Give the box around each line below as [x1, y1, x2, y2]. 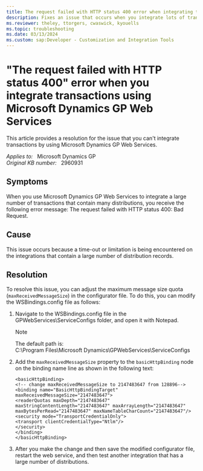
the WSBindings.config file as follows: [6, 298, 101, 306]
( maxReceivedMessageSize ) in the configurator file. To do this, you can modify [6, 292, 196, 300]
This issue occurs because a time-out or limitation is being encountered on [6, 246, 193, 253]
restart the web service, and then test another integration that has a [14, 452, 184, 459]
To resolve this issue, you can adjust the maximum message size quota [6, 286, 183, 293]
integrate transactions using [6, 89, 152, 103]
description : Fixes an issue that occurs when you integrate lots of [6, 15, 185, 21]
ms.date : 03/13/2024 [6, 31, 59, 38]
